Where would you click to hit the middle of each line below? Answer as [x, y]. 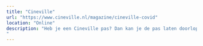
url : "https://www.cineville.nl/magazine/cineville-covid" [82, 17]
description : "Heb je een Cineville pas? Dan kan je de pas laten [92, 28]
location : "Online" [31, 23]
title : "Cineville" [31, 12]
